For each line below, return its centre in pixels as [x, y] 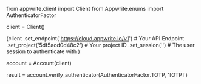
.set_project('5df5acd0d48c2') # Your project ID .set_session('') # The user [101, 45]
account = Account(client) [39, 63]
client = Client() [26, 27]
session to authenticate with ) [43, 51]
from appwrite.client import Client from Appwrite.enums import [85, 9]
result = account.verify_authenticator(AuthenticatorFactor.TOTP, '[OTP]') [97, 75]
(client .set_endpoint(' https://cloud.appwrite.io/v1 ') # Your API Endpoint [95, 38]
